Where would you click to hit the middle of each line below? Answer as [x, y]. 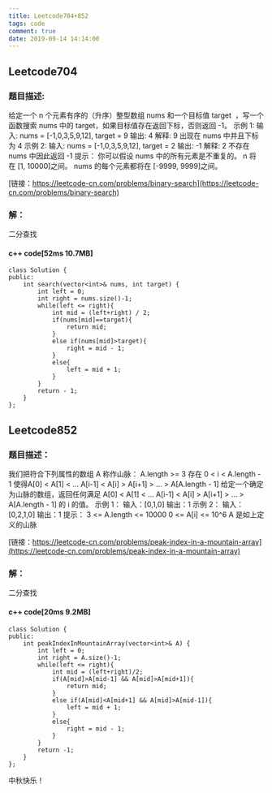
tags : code [27, 24]
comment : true [32, 31]
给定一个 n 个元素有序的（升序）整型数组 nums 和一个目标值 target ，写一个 [136, 115]
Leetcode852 [43, 430]
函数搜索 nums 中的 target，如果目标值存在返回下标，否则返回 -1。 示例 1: [132, 125]
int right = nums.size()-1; [85, 299]
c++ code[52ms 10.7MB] [51, 253]
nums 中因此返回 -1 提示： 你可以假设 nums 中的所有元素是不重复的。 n [128, 156]
